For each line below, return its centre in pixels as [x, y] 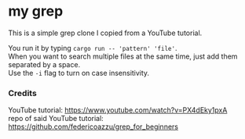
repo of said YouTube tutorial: [56, 119]
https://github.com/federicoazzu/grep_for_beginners [93, 127]
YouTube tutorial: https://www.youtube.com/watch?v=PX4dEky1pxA [118, 110]
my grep [36, 11]
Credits [22, 93]
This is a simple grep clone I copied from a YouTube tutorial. [105, 33]
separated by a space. [44, 64]
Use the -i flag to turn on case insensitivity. [79, 73]
